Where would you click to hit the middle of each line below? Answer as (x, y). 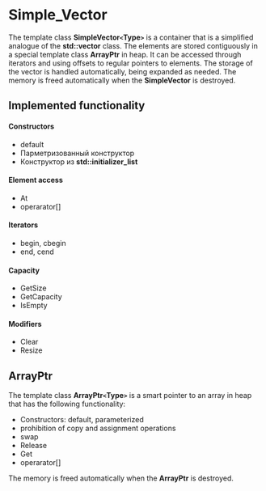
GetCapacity (41, 297)
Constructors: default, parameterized (82, 420)
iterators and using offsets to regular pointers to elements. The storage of (131, 63)
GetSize (33, 288)
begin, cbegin (43, 243)
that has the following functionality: (67, 404)
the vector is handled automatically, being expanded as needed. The (122, 71)
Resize (31, 350)
